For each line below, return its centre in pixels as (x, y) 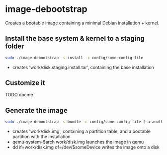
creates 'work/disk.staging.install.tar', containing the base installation (83, 67)
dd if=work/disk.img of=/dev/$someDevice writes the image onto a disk (86, 147)
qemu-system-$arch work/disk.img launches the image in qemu (78, 142)
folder (15, 46)
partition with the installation (41, 137)
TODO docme (19, 95)
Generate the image (37, 110)
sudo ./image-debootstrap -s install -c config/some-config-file (74, 58)
